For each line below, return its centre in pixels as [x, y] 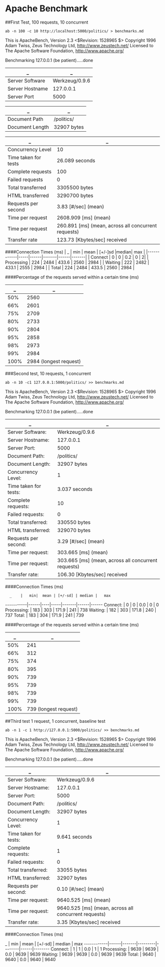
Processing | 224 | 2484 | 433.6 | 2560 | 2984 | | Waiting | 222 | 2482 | [77, 262]
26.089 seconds [76, 160]
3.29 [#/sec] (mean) [81, 541]
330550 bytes [74, 522]
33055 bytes [72, 870]
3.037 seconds [75, 489]
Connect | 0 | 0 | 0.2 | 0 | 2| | [120, 257]
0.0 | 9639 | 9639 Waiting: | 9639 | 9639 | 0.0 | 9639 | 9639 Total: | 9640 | [81, 954]
